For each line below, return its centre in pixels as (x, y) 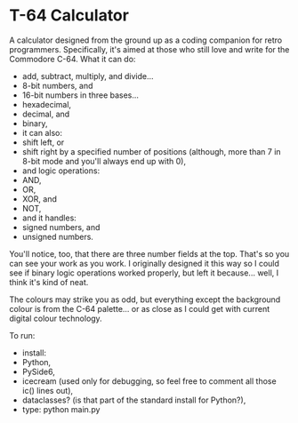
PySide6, (38, 371)
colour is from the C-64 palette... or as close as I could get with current (140, 308)
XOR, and (40, 199)
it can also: (42, 132)
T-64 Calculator (69, 16)
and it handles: (49, 218)
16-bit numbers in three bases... (81, 95)
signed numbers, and (61, 227)
